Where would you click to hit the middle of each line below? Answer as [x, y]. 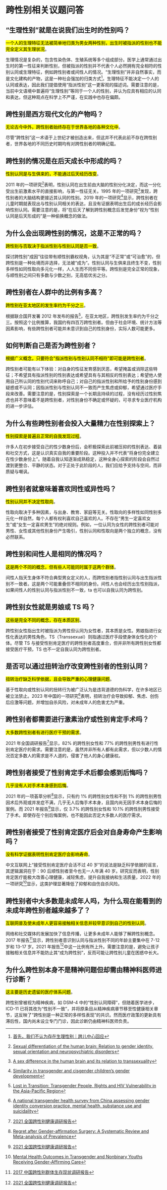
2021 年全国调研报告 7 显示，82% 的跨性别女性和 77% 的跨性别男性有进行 [80, 742]
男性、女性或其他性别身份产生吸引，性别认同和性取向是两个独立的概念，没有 [84, 530]
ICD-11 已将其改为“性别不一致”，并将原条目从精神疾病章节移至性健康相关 [80, 1009]
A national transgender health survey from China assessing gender [81, 1101]
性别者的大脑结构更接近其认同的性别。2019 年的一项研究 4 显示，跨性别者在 [82, 197]
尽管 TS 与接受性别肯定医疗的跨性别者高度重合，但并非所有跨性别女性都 [88, 643]
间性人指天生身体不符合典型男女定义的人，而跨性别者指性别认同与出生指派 [82, 577]
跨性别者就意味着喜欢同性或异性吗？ [61, 489]
